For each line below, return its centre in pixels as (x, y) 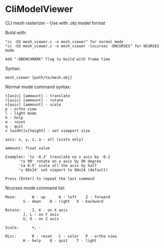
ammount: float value (28, 148)
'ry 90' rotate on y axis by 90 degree (60, 161)
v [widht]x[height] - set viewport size (48, 130)
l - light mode (21, 113)
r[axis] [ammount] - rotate (34, 100)
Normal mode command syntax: (38, 87)
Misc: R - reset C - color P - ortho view (61, 236)
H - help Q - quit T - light (60, 241)
